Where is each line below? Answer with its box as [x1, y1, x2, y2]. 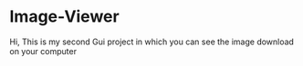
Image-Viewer [9, 6, 120, 27]
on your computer [9, 45, 78, 56]
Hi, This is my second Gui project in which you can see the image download [9, 36, 295, 47]
